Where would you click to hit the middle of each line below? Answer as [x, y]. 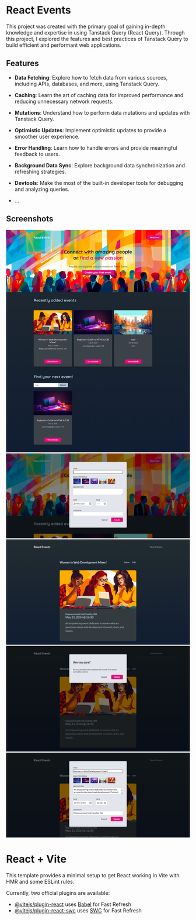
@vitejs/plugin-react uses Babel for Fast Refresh [73, 904]
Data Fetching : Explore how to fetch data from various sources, [91, 77]
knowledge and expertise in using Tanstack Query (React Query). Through [95, 32]
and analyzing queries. [42, 189]
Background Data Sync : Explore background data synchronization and [100, 165]
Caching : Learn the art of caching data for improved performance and [99, 95]
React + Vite [36, 859]
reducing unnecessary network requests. [64, 101]
